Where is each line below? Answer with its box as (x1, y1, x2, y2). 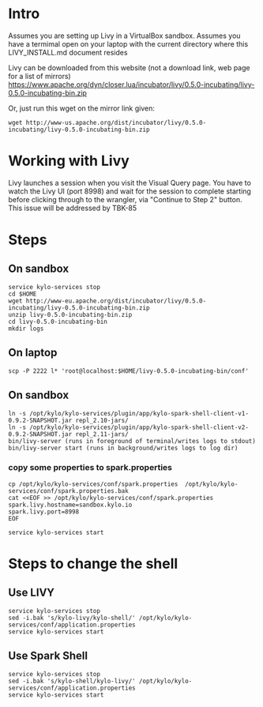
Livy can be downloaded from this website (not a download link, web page (8, 62, 250, 72)
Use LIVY (8, 586, 55, 600)
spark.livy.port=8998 (8, 507, 80, 516)
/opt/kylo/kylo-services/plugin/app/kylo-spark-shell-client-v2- (28, 423, 249, 431)
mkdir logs (8, 325, 44, 333)
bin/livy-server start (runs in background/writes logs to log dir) (8, 444, 239, 452)
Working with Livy (8, 152, 130, 170)
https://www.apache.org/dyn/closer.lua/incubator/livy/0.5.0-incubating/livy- (8, 80, 255, 89)
